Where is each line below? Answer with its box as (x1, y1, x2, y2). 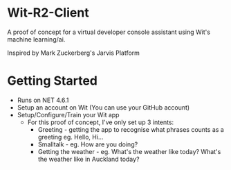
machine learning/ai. (7, 35, 66, 43)
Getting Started (7, 73, 98, 89)
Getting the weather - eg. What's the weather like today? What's (37, 147, 221, 155)
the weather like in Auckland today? (37, 155, 140, 163)
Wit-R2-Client (7, 5, 89, 21)
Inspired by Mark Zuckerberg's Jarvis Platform (7, 49, 140, 57)
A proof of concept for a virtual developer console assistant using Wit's (7, 28, 211, 36)
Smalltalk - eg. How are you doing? (37, 140, 138, 148)
